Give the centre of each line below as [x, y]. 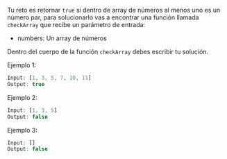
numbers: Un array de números [62, 38]
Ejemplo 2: [23, 97]
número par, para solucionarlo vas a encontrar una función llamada [103, 17]
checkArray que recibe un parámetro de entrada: [76, 25]
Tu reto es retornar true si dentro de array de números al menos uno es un [114, 10]
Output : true [26, 84]
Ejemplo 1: [22, 65]
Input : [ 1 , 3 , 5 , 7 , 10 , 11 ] [49, 78]
